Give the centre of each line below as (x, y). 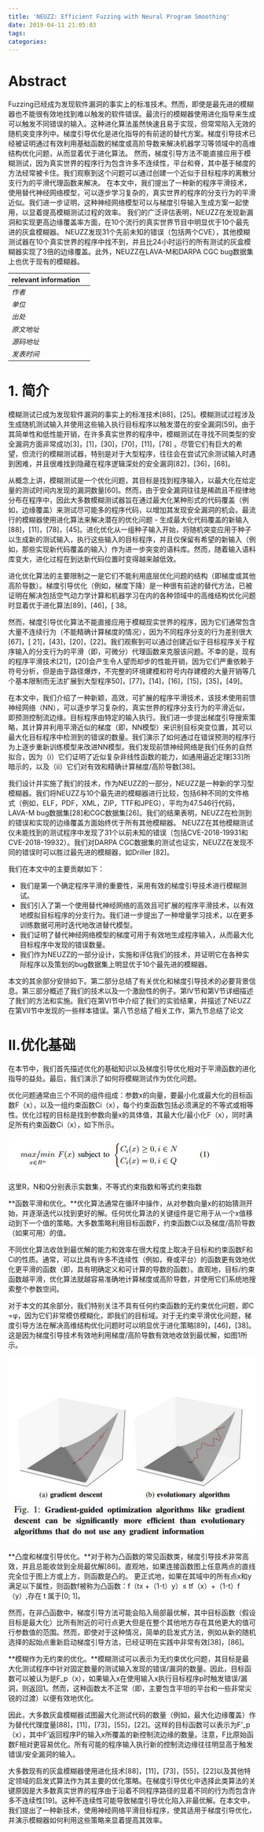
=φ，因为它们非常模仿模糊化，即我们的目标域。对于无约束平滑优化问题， (126, 1315)
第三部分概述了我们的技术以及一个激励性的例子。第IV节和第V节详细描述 (137, 991)
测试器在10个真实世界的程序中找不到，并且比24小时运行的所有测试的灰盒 (126, 242)
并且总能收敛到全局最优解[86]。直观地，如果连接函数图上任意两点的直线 (139, 1566)
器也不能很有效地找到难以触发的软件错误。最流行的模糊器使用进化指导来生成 (132, 114)
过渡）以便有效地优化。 (60, 1698)
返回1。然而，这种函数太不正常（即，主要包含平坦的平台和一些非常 (137, 1688)
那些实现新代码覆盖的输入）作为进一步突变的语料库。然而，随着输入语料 (139, 549)
